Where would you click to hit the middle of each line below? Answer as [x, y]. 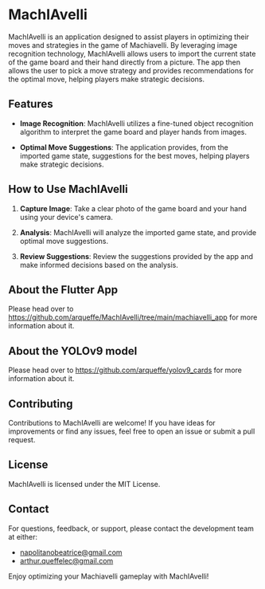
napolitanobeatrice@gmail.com [71, 552]
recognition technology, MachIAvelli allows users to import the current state [132, 53]
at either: [23, 536]
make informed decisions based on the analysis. [99, 265]
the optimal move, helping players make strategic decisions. [107, 79]
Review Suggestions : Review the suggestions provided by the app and [136, 256]
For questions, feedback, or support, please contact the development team [131, 528]
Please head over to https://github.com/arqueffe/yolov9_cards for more [125, 370]
